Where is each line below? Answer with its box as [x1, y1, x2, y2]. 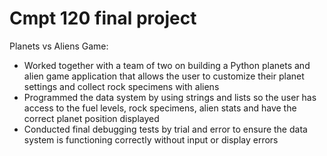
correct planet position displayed [23, 112, 160, 124]
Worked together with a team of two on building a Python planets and [23, 59, 311, 71]
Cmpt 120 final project [9, 7, 197, 30]
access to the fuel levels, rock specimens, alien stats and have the [23, 102, 297, 114]
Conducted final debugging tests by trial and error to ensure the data [23, 123, 308, 135]
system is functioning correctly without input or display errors [23, 133, 279, 146]
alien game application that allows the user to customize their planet [23, 70, 305, 82]
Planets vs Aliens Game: [9, 40, 109, 52]
